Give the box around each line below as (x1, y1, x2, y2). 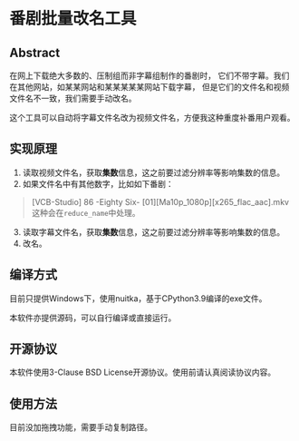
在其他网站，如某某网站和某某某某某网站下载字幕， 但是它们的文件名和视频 (9, 82, 290, 92)
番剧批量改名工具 (9, 8, 138, 29)
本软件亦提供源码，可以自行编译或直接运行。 (9, 312, 177, 323)
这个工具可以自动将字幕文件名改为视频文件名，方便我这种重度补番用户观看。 (9, 113, 295, 122)
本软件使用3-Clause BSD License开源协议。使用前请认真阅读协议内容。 (9, 367, 276, 377)
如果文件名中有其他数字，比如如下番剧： (22, 178, 174, 189)
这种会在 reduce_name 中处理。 (31, 207, 140, 218)
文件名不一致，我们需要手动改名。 (9, 93, 137, 103)
